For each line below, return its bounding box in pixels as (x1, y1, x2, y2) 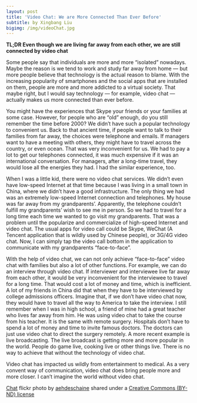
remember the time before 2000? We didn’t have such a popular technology (6, 120, 190, 127)
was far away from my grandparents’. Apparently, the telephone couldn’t (6, 201, 182, 208)
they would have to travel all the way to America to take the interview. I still (6, 299, 187, 307)
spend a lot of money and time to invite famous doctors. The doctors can (6, 324, 183, 331)
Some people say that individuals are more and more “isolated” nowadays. (6, 59, 186, 66)
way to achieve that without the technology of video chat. (6, 349, 146, 357)
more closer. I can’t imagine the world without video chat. (6, 373, 145, 380)
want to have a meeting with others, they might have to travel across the (6, 139, 181, 146)
